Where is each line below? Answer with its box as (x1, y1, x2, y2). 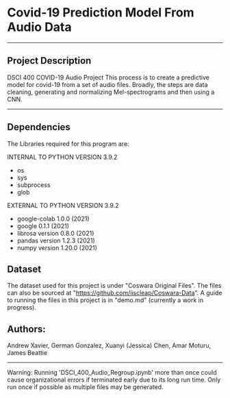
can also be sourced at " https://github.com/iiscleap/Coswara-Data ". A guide (7, 289, 222, 297)
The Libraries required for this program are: (7, 139, 129, 148)
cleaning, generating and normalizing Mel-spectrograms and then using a (7, 88, 215, 96)
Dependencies (7, 121, 71, 133)
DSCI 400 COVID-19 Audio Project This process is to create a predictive (7, 73, 210, 82)
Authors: (7, 323, 46, 335)
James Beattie (7, 349, 48, 357)
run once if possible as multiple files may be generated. (7, 383, 164, 391)
